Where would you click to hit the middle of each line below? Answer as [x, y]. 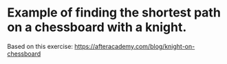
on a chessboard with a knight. [97, 27]
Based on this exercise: [40, 46]
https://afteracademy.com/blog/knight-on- [135, 46]
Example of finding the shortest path [114, 13]
